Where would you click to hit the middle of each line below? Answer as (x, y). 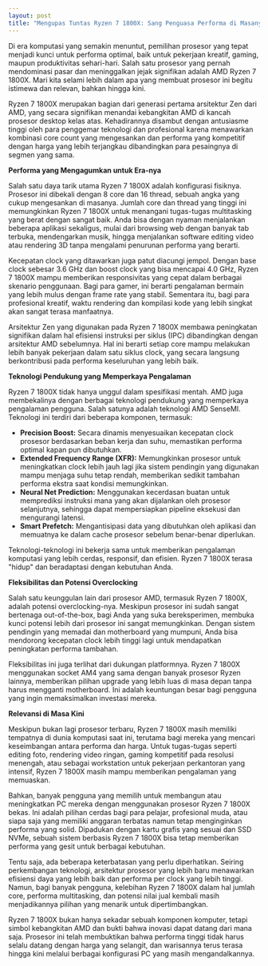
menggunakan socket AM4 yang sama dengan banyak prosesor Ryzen (124, 672)
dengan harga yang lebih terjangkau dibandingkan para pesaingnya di (123, 146)
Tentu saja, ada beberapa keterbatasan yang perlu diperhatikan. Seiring (126, 861)
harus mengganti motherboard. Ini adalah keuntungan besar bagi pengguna (132, 689)
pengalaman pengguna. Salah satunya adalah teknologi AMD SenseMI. (124, 409)
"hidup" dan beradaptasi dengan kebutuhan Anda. (91, 567)
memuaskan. (30, 780)
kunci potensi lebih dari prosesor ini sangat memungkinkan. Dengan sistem (132, 623)
